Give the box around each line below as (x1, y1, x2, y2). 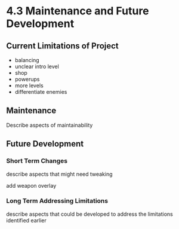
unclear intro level (14, 63, 60, 70)
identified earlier (6, 216, 47, 224)
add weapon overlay (6, 182, 57, 189)
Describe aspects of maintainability (6, 121, 93, 129)
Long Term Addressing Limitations (6, 197, 109, 205)
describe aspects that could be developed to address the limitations (6, 210, 173, 218)
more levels (14, 82, 44, 89)
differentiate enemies (14, 88, 67, 95)
